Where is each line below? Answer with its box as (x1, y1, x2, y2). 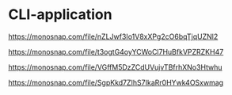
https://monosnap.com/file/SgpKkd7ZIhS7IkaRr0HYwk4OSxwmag (8, 78, 224, 87)
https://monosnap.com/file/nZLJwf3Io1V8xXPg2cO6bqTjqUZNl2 (8, 32, 219, 41)
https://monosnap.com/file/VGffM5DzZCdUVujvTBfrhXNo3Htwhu (8, 62, 223, 72)
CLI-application (8, 6, 112, 24)
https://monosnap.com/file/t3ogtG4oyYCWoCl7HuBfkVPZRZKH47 (8, 47, 224, 56)
